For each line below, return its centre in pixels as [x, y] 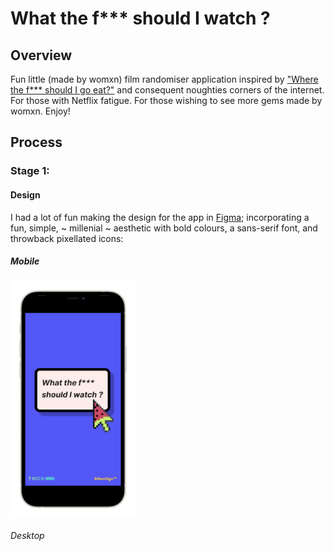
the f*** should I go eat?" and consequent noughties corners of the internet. [167, 90]
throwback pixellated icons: [67, 238]
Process [36, 142]
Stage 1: [30, 171]
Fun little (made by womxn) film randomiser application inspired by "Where [164, 79]
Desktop [27, 535]
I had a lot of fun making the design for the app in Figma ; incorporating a [160, 217]
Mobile [25, 261]
